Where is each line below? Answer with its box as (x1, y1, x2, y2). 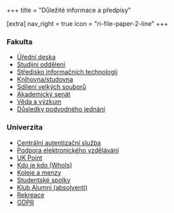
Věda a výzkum (16, 97, 62, 106)
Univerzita (6, 123, 43, 132)
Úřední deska (16, 53, 56, 62)
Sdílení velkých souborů (16, 83, 87, 91)
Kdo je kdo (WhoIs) (16, 160, 73, 169)
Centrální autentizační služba (16, 138, 101, 146)
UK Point (16, 153, 43, 162)
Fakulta (6, 36, 33, 46)
